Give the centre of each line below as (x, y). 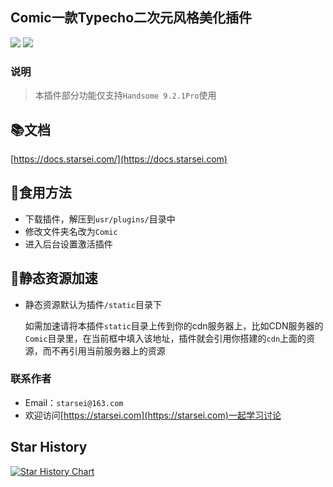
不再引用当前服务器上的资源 (108, 350)
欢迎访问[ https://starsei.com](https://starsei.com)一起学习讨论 (153, 415)
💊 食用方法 (41, 193)
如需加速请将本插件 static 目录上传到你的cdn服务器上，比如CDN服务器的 (174, 325)
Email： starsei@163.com (74, 402)
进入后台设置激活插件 (68, 244)
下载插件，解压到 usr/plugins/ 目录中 (100, 219)
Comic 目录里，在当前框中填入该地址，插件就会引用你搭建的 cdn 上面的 (165, 338)
